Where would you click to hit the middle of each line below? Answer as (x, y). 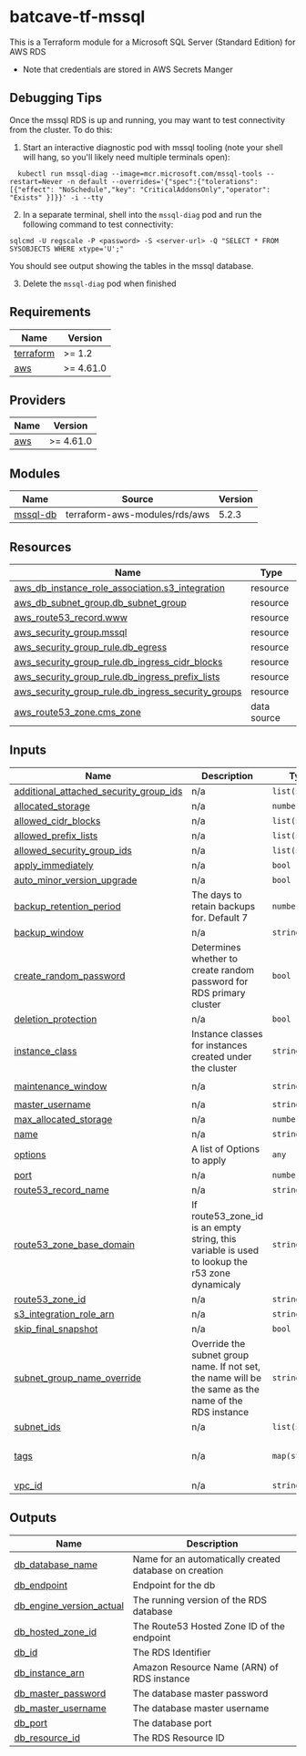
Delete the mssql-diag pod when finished (99, 283)
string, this (214, 1238)
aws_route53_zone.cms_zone (77, 712)
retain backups (223, 906)
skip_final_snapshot (56, 1329)
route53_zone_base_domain (74, 1244)
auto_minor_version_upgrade (76, 879)
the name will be (226, 1378)
